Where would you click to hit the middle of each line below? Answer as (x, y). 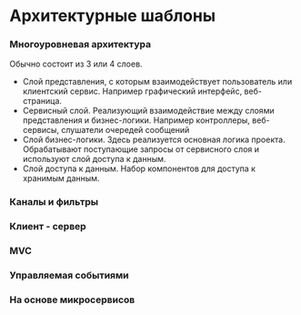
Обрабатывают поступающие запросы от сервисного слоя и (141, 149)
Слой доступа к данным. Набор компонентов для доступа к (139, 168)
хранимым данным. (61, 178)
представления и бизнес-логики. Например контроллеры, (136, 120)
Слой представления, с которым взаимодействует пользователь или (157, 82)
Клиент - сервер (48, 227)
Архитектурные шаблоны (113, 16)
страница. (42, 101)
